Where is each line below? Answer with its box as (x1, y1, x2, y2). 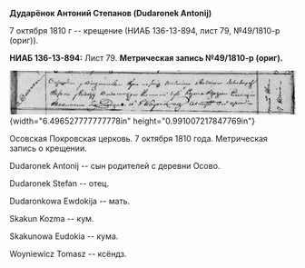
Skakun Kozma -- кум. (9, 213, 94, 223)
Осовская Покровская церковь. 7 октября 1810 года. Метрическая (9, 133, 268, 144)
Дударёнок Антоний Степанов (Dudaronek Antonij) (9, 8, 212, 18)
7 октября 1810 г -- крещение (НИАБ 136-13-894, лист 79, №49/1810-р (9, 25, 280, 35)
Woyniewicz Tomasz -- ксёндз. (9, 248, 127, 259)
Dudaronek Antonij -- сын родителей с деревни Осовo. (9, 160, 221, 171)
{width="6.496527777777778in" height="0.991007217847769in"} (9, 115, 256, 126)
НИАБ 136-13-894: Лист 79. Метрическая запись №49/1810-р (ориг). (9, 53, 283, 63)
